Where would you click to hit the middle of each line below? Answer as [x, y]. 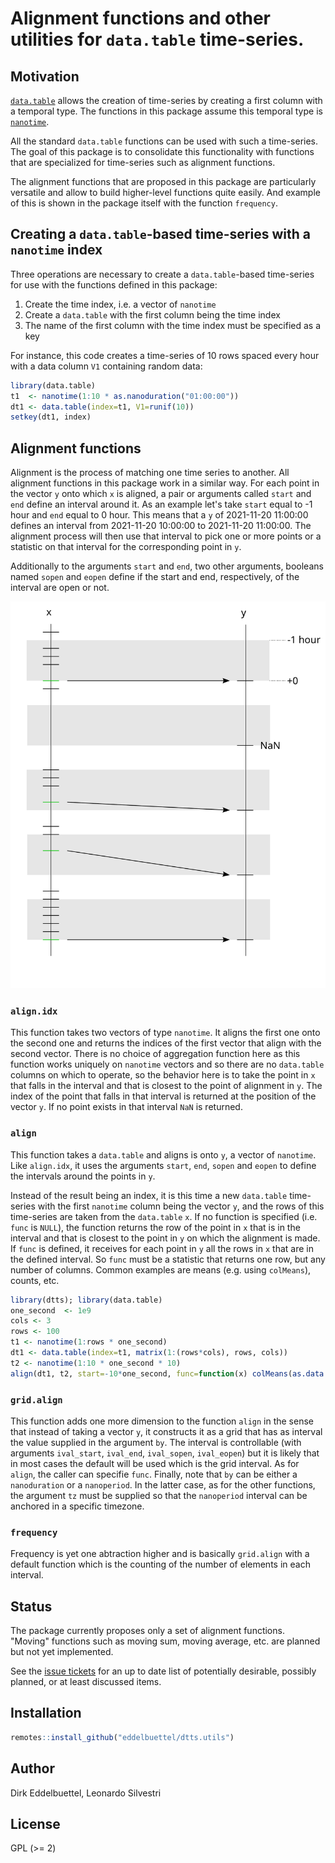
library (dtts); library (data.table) [86, 1300]
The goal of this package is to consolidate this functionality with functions [162, 151]
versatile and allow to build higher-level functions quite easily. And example [165, 192]
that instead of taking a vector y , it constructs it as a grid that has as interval [166, 1431]
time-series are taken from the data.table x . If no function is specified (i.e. [164, 1216]
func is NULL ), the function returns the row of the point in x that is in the [155, 1227]
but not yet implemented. [62, 1652]
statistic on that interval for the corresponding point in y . [126, 547]
